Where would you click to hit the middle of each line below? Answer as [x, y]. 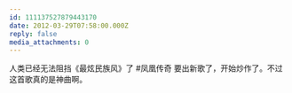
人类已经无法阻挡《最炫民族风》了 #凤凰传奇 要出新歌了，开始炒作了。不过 [146, 68]
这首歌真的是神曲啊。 [48, 80]
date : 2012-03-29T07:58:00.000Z [69, 26]
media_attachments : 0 [49, 42]
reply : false [33, 34]
